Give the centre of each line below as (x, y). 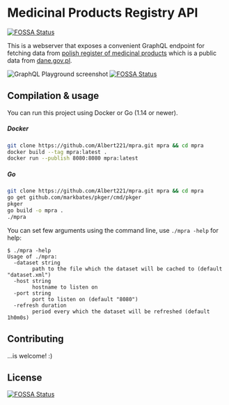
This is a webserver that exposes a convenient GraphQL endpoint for (106, 45)
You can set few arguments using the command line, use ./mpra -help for (113, 230)
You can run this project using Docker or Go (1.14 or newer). (93, 112)
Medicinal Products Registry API (103, 13)
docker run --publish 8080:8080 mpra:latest (73, 158)
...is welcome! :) (30, 356)
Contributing (35, 339)
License (25, 377)
